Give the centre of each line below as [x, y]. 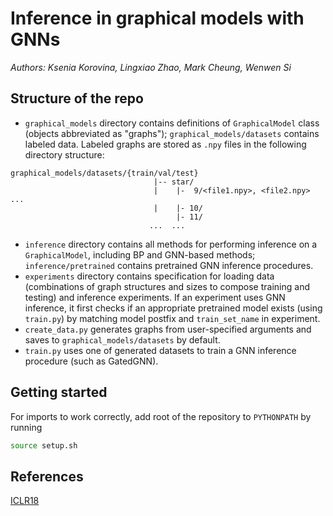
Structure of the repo [77, 98]
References [47, 476]
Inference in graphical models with [157, 18]
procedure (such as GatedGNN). [91, 361]
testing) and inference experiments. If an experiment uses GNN [155, 297]
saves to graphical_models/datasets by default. [122, 339]
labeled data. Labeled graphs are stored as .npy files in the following [165, 144]
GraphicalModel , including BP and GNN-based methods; [140, 254]
